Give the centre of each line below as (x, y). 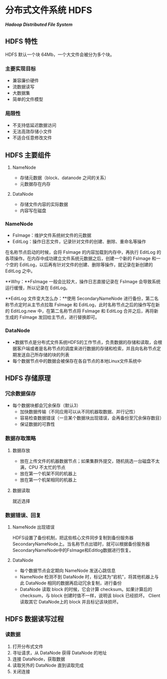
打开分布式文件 (28, 646)
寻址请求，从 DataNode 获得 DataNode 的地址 (60, 652)
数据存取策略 (21, 438)
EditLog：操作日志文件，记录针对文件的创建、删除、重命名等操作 (79, 242)
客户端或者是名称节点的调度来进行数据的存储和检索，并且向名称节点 (87, 348)
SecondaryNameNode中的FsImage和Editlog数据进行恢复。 (73, 550)
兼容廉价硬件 (25, 81)
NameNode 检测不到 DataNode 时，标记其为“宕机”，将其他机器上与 (89, 577)
